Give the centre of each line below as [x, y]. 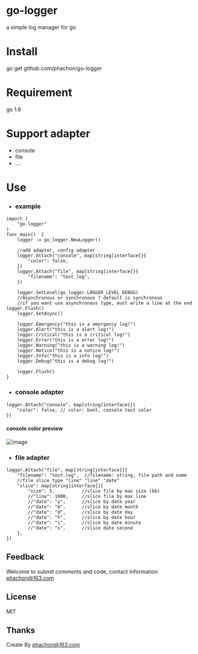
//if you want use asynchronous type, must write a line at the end [105, 303]
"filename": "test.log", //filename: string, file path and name [102, 476]
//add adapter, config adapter [56, 251]
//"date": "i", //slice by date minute [85, 523]
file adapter [32, 457]
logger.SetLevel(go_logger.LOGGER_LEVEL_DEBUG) [78, 293]
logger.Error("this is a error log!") [66, 340]
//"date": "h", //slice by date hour [82, 518]
